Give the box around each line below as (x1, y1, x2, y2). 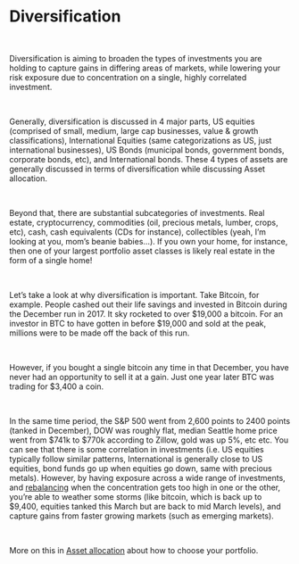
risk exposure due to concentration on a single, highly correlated (9, 71, 247, 82)
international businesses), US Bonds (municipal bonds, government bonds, (9, 145, 285, 155)
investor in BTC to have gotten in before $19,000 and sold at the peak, (9, 318, 267, 328)
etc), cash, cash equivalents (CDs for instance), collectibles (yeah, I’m (9, 226, 266, 237)
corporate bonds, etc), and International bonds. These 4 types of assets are (9, 153, 288, 164)
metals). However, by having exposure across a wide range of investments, (9, 472, 286, 483)
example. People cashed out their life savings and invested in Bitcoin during (9, 299, 287, 310)
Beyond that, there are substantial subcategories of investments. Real (9, 207, 265, 218)
